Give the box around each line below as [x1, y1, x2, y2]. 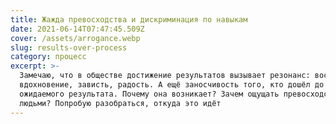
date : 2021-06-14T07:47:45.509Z [10, 24, 145, 34]
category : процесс [10, 52, 87, 62]
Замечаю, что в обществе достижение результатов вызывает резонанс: [19, 71, 311, 81]
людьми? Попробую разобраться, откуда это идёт [19, 98, 222, 108]
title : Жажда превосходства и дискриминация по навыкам [10, 14, 248, 25]
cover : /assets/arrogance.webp [10, 33, 141, 43]
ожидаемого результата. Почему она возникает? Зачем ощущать [19, 89, 280, 99]
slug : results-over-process [10, 42, 128, 53]
